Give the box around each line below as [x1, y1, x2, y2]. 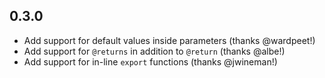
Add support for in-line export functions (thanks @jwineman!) [23, 55, 278, 68]
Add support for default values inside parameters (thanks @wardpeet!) [23, 34, 316, 46]
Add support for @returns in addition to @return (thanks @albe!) [23, 45, 286, 57]
